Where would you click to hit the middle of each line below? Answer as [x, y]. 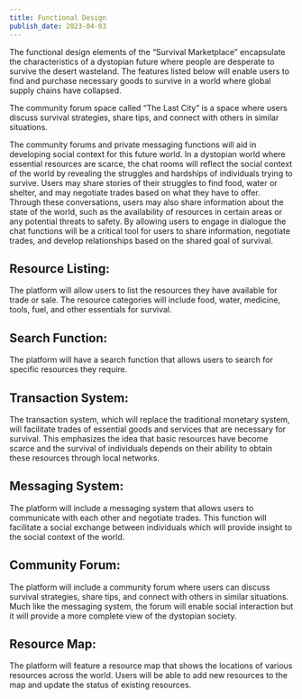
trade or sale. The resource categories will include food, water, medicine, [145, 300]
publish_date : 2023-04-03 [58, 26]
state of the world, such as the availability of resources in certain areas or [146, 211]
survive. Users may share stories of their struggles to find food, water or [143, 182]
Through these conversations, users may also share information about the [146, 202]
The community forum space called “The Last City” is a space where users [149, 107]
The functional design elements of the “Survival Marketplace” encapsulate [147, 51]
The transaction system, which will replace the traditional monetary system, [150, 419]
